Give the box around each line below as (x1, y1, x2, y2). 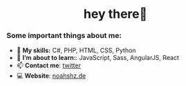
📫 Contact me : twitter (16, 61, 81, 69)
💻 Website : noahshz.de (16, 72, 86, 80)
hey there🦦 (83, 6, 148, 22)
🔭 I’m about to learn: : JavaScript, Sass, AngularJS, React (16, 54, 179, 62)
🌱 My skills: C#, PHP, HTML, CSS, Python (16, 46, 136, 54)
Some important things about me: (6, 31, 122, 41)
